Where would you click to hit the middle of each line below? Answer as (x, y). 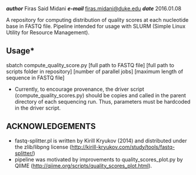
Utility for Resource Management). (48, 32)
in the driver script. (38, 108)
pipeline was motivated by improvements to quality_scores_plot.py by (99, 159)
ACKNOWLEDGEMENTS (51, 126)
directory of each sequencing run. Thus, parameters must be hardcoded (102, 101)
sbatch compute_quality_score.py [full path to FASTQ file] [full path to (90, 65)
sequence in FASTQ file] (35, 77)
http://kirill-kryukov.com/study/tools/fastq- (123, 147)
